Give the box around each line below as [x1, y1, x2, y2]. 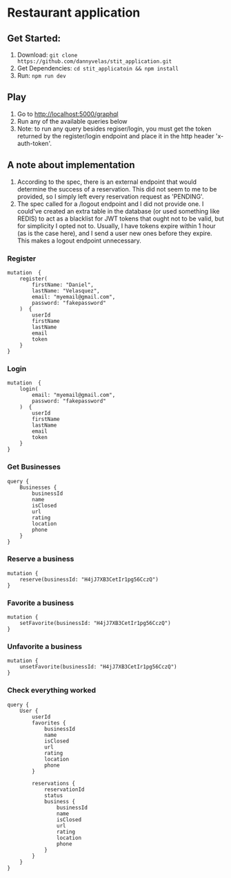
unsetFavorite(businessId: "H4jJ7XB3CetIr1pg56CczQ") [19, 664, 177, 671]
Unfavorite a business [7, 642, 83, 651]
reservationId [43, 786, 85, 793]
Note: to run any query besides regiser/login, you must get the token [17, 124, 212, 133]
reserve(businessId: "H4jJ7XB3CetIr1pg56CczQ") [19, 576, 159, 583]
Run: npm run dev [17, 71, 67, 80]
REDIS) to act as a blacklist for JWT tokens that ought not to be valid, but [17, 214, 224, 223]
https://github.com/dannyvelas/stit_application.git [17, 58, 172, 65]
